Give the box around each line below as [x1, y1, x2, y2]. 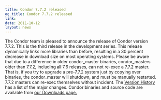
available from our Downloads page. [5, 90, 77, 96]
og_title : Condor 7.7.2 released [5, 12, 73, 16]
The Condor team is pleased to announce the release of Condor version [5, 38, 148, 44]
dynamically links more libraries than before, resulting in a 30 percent [5, 49, 144, 55]
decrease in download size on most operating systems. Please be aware [5, 54, 149, 59]
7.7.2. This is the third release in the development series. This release [5, 43, 143, 49]
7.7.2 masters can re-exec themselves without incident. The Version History [5, 79, 155, 85]
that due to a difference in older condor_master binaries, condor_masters [5, 59, 151, 65]
